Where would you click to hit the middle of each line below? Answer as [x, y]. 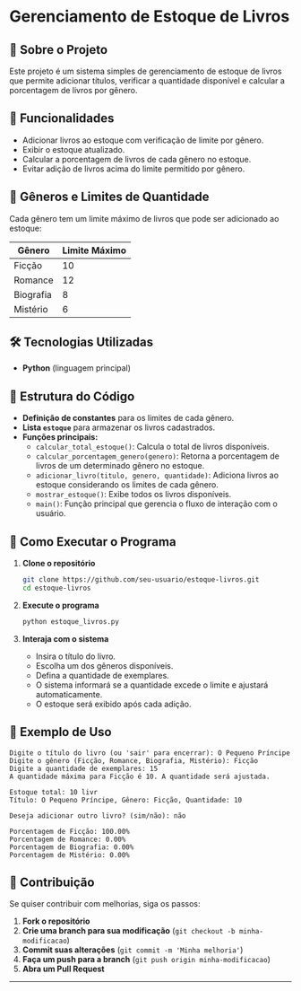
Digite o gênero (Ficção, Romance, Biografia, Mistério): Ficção [133, 760]
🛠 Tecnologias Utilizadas [82, 342]
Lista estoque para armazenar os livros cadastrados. [119, 427]
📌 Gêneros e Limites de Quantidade [109, 197]
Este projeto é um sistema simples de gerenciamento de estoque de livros [146, 71]
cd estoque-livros [56, 588]
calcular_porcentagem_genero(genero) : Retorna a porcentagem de [157, 456]
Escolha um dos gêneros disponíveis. [104, 665]
